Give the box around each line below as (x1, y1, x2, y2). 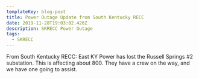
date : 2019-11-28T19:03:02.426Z (6, 20, 87, 26)
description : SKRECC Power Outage (6, 25, 93, 32)
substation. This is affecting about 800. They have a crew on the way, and (6, 59, 190, 66)
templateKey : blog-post (6, 8, 66, 15)
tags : (6, 31, 20, 37)
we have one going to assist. (6, 66, 77, 72)
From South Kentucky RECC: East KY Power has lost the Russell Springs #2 (6, 53, 194, 60)
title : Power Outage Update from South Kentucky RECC (6, 14, 145, 20)
